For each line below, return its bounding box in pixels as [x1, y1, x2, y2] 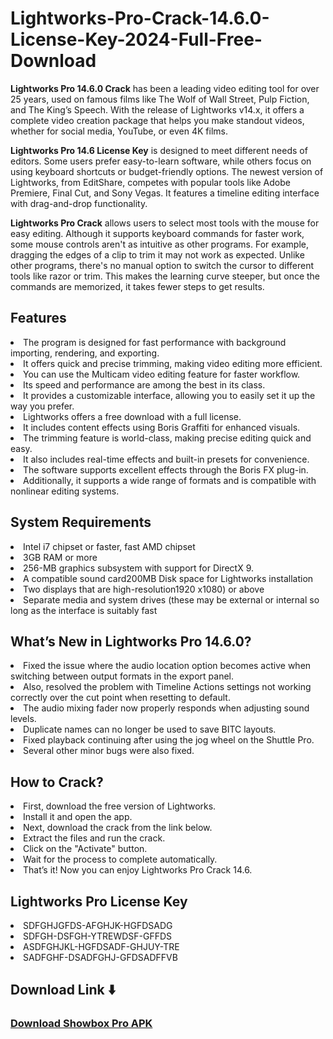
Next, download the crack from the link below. [23, 822, 213, 834]
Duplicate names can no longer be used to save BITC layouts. [23, 723, 277, 736]
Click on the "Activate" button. [23, 843, 148, 855]
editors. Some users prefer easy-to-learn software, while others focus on [10, 155, 312, 167]
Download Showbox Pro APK [10, 1017, 153, 1031]
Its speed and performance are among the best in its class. [23, 378, 266, 391]
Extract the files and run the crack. [23, 832, 166, 844]
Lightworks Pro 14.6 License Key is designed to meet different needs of [10, 144, 308, 156]
